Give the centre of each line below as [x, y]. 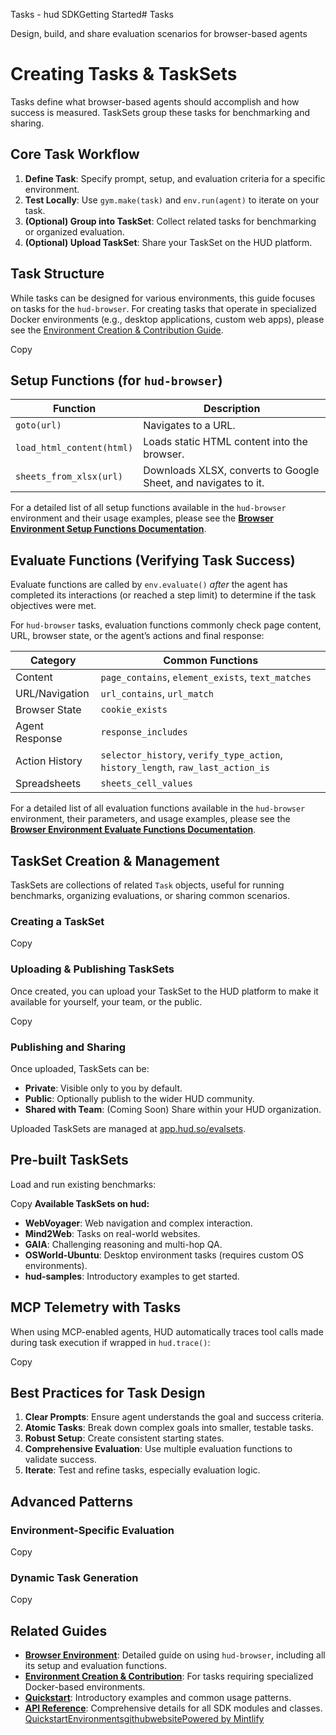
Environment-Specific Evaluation [92, 1530]
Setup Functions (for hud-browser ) [116, 380]
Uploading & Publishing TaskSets [92, 969]
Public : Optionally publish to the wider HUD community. [139, 1098]
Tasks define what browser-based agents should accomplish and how [155, 101]
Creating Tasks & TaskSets [124, 74]
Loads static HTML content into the [225, 442]
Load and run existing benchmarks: [83, 1184]
